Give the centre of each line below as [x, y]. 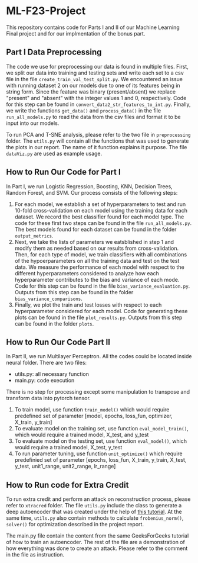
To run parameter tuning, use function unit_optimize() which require [98, 453]
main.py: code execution [44, 381]
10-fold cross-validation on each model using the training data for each [101, 210]
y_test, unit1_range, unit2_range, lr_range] [65, 467]
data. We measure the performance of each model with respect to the [99, 267]
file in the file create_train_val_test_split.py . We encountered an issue [94, 79]
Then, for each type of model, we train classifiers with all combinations [101, 254]
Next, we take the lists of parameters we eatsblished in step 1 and [94, 242]
